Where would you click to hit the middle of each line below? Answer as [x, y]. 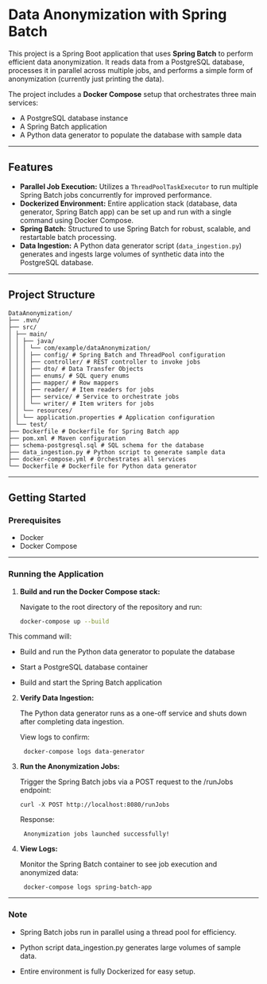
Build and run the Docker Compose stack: [90, 591]
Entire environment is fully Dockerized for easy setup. [108, 971]
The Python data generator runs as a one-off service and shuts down [133, 713]
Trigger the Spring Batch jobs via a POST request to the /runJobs [126, 782]
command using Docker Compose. [76, 220]
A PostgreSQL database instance [74, 118]
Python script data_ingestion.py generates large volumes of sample [130, 947]
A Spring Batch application [63, 126]
